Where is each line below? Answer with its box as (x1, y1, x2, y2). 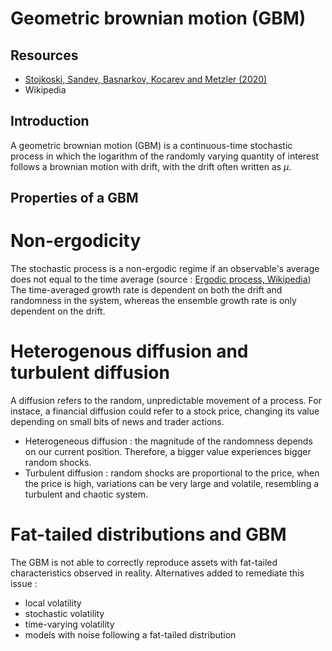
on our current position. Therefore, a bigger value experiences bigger (24, 446, 312, 458)
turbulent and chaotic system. (24, 488, 148, 501)
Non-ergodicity (10, 230, 142, 252)
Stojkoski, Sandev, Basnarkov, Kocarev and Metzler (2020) (24, 73, 268, 85)
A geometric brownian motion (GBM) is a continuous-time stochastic (10, 139, 293, 151)
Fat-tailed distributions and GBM (10, 523, 287, 546)
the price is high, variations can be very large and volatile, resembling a (24, 478, 320, 490)
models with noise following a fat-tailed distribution (24, 629, 237, 641)
